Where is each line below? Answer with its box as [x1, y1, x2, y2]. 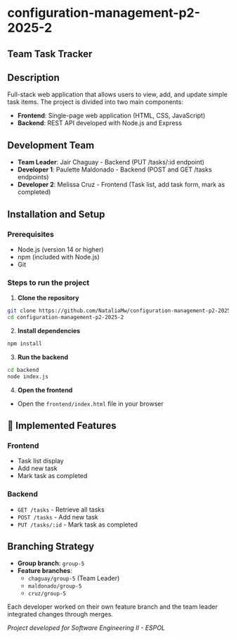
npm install [7, 340, 42, 347]
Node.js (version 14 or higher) [17, 245, 104, 254]
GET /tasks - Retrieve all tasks [17, 505, 105, 514]
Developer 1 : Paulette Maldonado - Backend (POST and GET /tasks [17, 165, 212, 174]
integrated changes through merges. [7, 610, 114, 619]
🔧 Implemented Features [7, 420, 117, 432]
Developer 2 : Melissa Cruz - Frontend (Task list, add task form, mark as [17, 181, 225, 189]
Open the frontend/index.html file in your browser [17, 399, 164, 408]
